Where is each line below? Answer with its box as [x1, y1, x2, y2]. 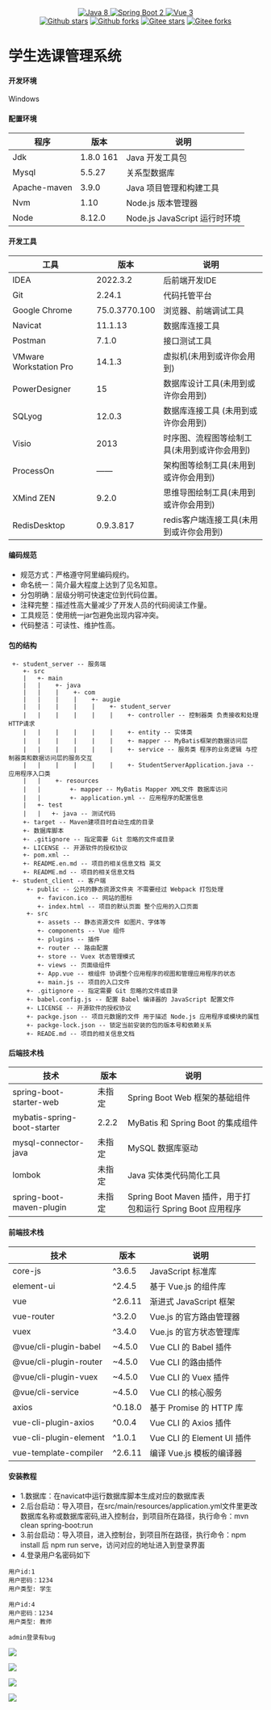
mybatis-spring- [12, 1112, 77, 1123]
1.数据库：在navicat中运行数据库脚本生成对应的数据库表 [19, 1491, 206, 1501]
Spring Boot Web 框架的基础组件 [127, 1092, 251, 1103]
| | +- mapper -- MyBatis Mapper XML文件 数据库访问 [23, 786, 228, 794]
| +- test [23, 801, 63, 810]
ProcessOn [12, 465, 55, 476]
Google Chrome [12, 304, 73, 315]
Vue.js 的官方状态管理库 [149, 1326, 240, 1337]
